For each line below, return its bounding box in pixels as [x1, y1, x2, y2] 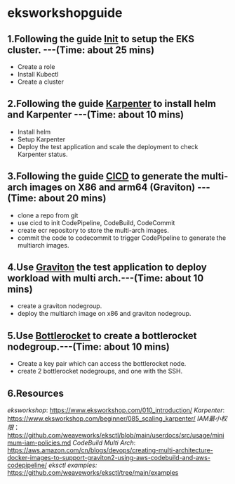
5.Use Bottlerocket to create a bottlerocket [7, 329, 198, 342]
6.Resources [7, 387, 65, 399]
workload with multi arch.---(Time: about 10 [7, 272, 204, 284]
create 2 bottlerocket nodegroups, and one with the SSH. [17, 367, 183, 376]
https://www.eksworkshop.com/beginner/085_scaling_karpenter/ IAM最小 [7, 414, 222, 423]
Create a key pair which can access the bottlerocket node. [17, 359, 187, 368]
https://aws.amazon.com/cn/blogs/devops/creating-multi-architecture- [7, 446, 214, 454]
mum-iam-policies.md [7, 438, 72, 447]
